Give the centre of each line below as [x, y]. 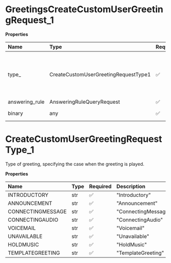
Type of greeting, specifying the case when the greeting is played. [75, 164]
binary [16, 113]
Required [100, 186]
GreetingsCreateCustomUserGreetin [84, 9]
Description [131, 186]
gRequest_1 [30, 20]
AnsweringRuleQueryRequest [85, 102]
